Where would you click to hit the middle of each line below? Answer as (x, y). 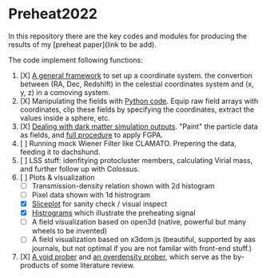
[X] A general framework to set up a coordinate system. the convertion (136, 75)
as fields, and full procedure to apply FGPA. (91, 135)
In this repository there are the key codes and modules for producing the (128, 36)
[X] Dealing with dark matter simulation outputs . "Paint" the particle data (139, 126)
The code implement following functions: (75, 60)
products (35, 265)
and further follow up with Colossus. (79, 169)
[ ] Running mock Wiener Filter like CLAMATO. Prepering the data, (128, 143)
